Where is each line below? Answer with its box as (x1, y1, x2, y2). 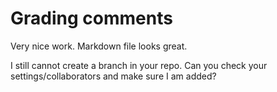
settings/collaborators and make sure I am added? (10, 70, 217, 82)
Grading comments (10, 7, 173, 30)
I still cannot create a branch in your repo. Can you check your (10, 59, 268, 71)
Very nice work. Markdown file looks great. (10, 40, 188, 52)
